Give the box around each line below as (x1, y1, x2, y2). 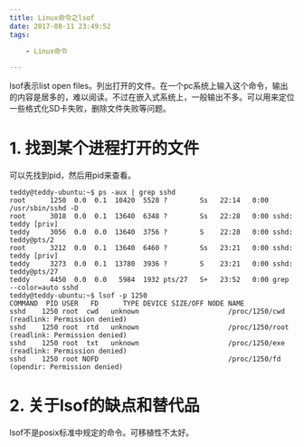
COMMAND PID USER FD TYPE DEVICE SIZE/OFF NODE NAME (9, 299, 245, 308)
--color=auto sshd (9, 283, 79, 293)
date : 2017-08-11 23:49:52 (9, 22, 111, 31)
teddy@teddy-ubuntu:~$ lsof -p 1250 (9, 291, 147, 300)
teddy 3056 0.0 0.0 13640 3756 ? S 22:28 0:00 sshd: (9, 228, 294, 237)
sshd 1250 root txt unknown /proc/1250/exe (9, 339, 285, 348)
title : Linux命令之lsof (9, 13, 95, 23)
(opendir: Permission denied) (9, 363, 124, 372)
